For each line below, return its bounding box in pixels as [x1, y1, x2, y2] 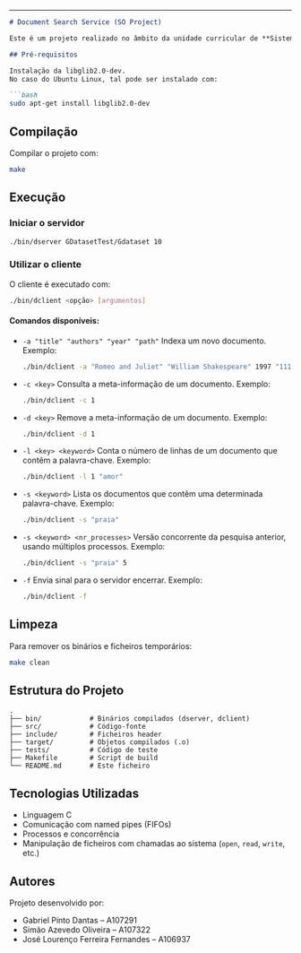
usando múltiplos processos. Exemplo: [21, 541, 166, 552]
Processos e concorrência [21, 828, 120, 839]
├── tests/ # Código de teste [9, 746, 159, 755]
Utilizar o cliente [9, 258, 82, 271]
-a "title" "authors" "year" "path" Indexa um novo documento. [21, 335, 267, 346]
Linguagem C [21, 810, 73, 820]
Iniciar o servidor [9, 217, 85, 230]
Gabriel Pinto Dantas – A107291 [21, 915, 137, 925]
